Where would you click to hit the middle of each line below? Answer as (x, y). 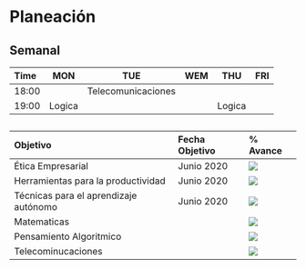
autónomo (36, 207)
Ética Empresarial (51, 166)
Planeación (53, 17)
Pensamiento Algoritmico (68, 236)
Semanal (35, 50)
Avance (265, 151)
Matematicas (42, 222)
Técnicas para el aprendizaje (76, 195)
